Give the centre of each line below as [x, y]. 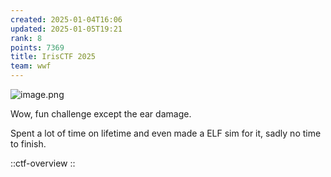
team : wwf [31, 66]
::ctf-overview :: [43, 163]
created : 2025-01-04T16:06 [66, 19]
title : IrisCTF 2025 [53, 57]
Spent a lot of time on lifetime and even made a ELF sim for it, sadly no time [166, 133]
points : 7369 [37, 47]
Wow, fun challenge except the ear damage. [101, 114]
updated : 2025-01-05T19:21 [66, 29]
